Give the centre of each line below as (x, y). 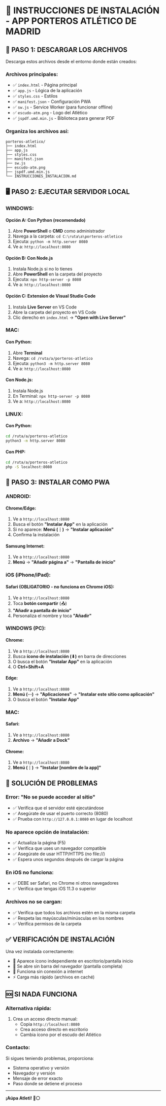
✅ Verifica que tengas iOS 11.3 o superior (54, 889)
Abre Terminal (27, 353)
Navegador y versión (34, 1073)
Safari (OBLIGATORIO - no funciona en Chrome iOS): (60, 587)
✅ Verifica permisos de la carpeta (47, 924)
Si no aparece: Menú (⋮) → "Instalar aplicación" (63, 529)
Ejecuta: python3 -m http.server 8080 (51, 363)
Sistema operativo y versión (41, 1068)
